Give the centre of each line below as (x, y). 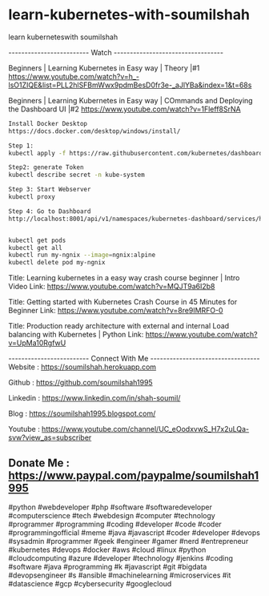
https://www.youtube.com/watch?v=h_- (74, 76)
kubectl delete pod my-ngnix (57, 263)
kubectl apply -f (37, 153)
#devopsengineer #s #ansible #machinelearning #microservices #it (120, 575)
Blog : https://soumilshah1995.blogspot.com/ (82, 413)
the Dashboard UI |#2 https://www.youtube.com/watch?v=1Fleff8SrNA (125, 109)
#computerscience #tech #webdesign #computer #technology (112, 515)
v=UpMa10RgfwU (37, 343)
